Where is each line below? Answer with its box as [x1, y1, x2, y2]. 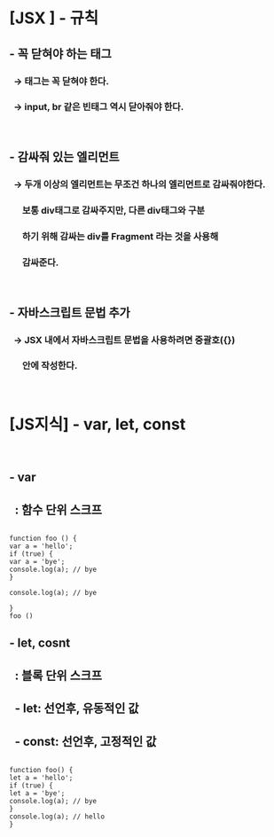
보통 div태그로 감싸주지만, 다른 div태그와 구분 [21, 205, 206, 217]
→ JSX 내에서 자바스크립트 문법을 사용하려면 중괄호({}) [12, 333, 236, 346]
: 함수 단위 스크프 [14, 502, 103, 517]
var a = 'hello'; [9, 542, 74, 551]
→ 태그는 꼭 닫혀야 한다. [12, 74, 109, 87]
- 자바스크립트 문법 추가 [9, 305, 130, 320]
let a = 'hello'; [9, 773, 74, 782]
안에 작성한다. [21, 360, 78, 372]
